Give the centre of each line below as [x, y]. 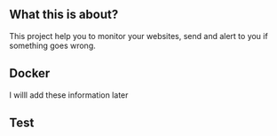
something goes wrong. [52, 45]
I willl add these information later [69, 95]
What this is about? [64, 15]
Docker [30, 73]
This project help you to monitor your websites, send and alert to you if [138, 36]
